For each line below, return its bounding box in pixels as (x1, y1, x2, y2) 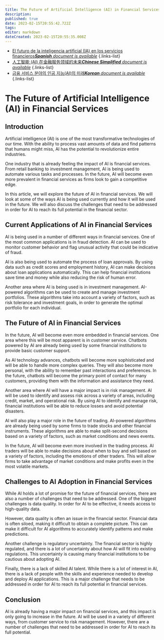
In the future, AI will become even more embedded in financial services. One (5, 332, 159, 338)
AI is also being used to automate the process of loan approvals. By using (5, 259, 153, 265)
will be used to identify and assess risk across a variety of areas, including (5, 392, 155, 398)
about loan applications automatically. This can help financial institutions (5, 269, 151, 275)
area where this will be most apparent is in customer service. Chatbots (5, 337, 147, 343)
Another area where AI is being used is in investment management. (5, 284, 140, 290)
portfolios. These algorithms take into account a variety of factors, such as (5, 294, 155, 300)
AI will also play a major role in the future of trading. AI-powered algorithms (5, 417, 156, 423)
